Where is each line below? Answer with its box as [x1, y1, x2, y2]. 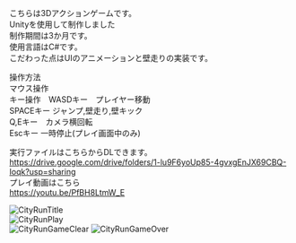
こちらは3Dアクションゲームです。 [9, 8, 137, 18]
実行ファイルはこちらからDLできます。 [9, 147, 152, 157]
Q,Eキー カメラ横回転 [9, 117, 93, 127]
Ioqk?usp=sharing [9, 167, 76, 177]
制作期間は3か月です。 [9, 30, 92, 40]
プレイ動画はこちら [9, 178, 81, 187]
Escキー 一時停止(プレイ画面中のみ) [9, 128, 141, 138]
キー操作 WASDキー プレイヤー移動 [9, 94, 151, 105]
